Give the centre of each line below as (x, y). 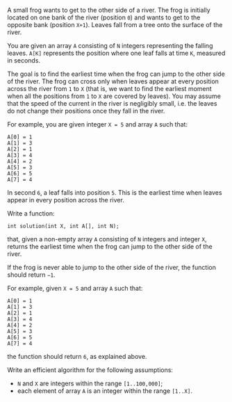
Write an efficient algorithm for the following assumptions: (90, 370)
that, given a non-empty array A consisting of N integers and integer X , (107, 239)
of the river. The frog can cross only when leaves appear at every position (113, 81)
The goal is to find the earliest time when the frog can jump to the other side (116, 74)
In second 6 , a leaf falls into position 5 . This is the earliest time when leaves (115, 193)
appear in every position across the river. (66, 200)
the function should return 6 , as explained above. (77, 356)
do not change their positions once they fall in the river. (86, 111)
